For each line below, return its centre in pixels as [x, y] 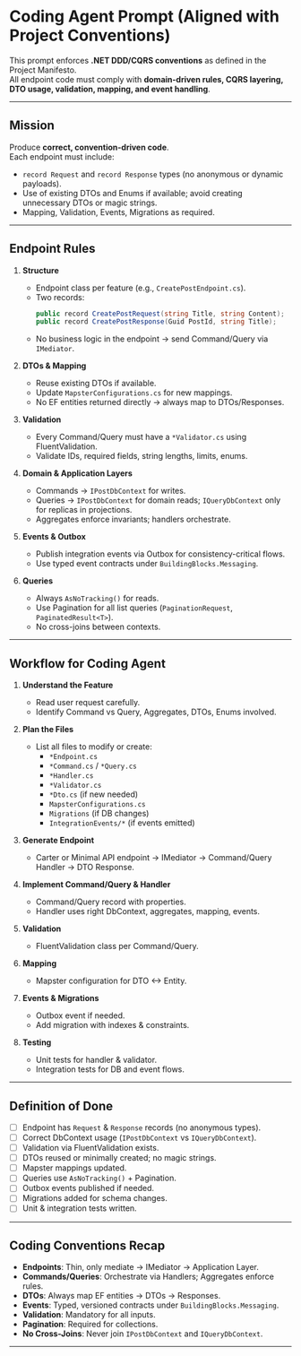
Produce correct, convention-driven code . [89, 147]
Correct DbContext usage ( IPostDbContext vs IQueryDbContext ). [139, 1137]
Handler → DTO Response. [85, 868]
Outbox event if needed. [80, 1015]
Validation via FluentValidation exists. [90, 1148]
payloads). [42, 183]
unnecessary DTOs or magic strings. [90, 203]
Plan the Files [48, 730]
